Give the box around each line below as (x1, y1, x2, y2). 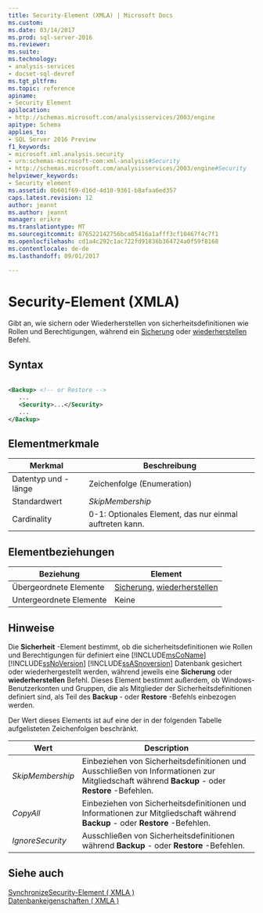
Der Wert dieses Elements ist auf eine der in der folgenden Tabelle (8, 715, 222, 725)
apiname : (8, 92, 37, 100)
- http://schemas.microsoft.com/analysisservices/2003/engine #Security (8, 165, 247, 173)
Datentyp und (12, 474, 63, 485)
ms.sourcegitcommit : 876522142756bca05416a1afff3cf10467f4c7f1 (8, 231, 219, 238)
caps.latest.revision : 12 (8, 194, 92, 202)
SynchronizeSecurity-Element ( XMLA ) (8, 887, 135, 897)
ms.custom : (8, 19, 44, 27)
